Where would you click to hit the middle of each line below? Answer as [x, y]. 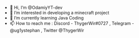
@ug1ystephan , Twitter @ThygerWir [47, 30]
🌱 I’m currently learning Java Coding [47, 18]
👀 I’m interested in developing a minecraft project [59, 13]
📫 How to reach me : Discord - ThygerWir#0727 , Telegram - [72, 23]
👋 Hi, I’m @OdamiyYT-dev [36, 8]
